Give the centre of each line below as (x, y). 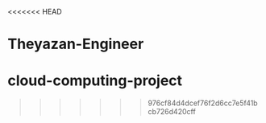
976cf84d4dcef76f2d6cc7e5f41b (203, 103)
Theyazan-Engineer (76, 44)
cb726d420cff (172, 112)
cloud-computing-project (95, 81)
